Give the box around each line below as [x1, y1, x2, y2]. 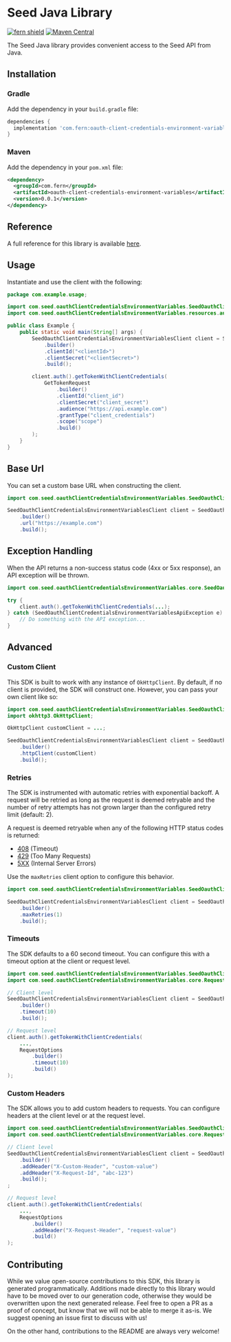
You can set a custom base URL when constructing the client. [7, 481, 181, 489]
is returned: [7, 831, 40, 840]
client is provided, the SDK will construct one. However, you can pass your [7, 685, 219, 693]
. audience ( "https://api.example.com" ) [56, 405, 168, 412]
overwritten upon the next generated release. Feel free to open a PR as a [7, 1299, 213, 1307]
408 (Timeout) [16, 845, 58, 853]
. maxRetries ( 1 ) [19, 911, 63, 918]
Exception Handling [7, 545, 93, 557]
